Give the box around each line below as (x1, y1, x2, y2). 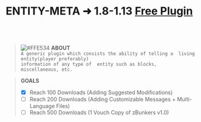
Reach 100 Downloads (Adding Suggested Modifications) (29, 89, 173, 96)
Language (29, 103, 55, 110)
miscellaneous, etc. (20, 66, 73, 72)
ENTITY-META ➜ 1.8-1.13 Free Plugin (5, 4, 193, 18)
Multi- (177, 95, 192, 103)
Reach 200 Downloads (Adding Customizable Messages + (29, 95, 176, 103)
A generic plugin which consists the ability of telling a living (20, 51, 195, 57)
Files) (56, 103, 70, 110)
